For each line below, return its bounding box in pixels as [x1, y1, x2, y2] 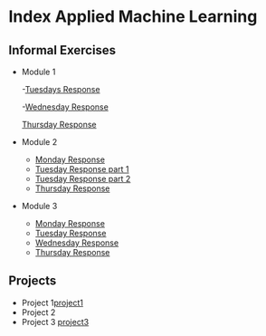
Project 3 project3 [21, 316, 90, 327]
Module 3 [21, 201, 58, 211]
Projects [8, 274, 57, 289]
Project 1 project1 [21, 297, 83, 308]
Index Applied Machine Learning [8, 6, 258, 27]
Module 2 [21, 137, 58, 147]
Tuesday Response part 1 [34, 164, 129, 174]
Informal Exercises [8, 43, 117, 58]
